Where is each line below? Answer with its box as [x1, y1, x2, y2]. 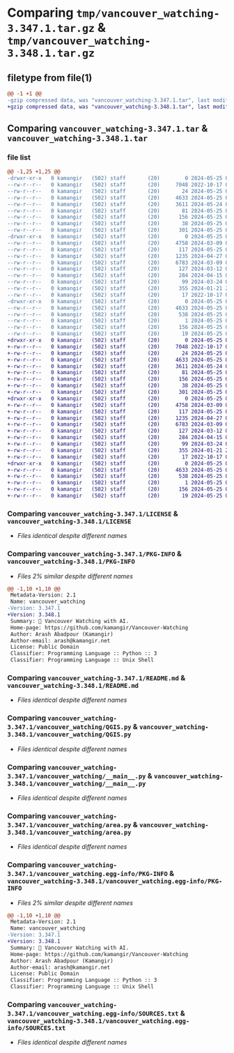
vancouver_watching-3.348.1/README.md [7, 682, 139, 689]
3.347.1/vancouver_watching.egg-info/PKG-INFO [7, 870, 169, 878]
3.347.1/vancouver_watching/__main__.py [7, 772, 146, 780]
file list [7, 152, 31, 162]
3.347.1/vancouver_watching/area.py [7, 821, 132, 829]
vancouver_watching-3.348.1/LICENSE [7, 517, 132, 525]
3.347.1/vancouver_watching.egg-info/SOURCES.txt [7, 1009, 179, 1017]
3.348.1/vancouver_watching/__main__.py [7, 779, 146, 787]
